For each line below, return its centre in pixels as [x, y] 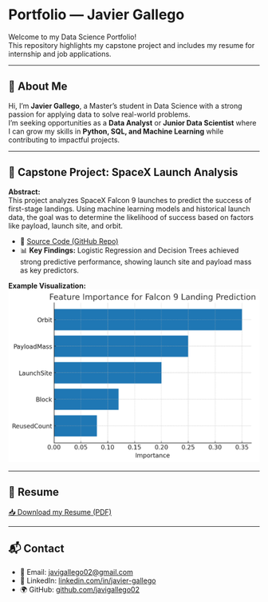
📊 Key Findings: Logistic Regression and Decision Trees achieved [129, 250]
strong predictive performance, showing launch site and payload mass [136, 261]
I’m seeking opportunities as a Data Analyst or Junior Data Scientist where [132, 122]
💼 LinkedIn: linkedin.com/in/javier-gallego [88, 580]
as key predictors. [49, 270]
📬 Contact [36, 549]
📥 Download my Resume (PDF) [60, 512]
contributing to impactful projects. [64, 140]
